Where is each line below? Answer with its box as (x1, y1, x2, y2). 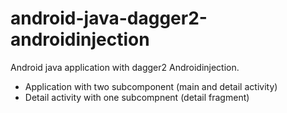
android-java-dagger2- (10, 7, 208, 30)
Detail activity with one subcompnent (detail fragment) (24, 91, 250, 103)
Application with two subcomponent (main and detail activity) (24, 80, 278, 92)
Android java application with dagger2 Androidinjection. (10, 61, 240, 73)
